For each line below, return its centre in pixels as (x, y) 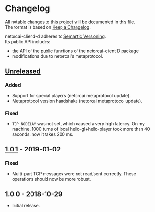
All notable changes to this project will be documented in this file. (70, 22)
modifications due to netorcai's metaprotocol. (57, 56)
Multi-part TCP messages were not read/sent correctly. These (74, 174)
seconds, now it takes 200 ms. (43, 134)
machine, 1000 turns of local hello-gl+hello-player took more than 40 (81, 129)
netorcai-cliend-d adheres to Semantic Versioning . (55, 36)
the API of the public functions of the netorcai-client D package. (76, 51)
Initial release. (26, 206)
